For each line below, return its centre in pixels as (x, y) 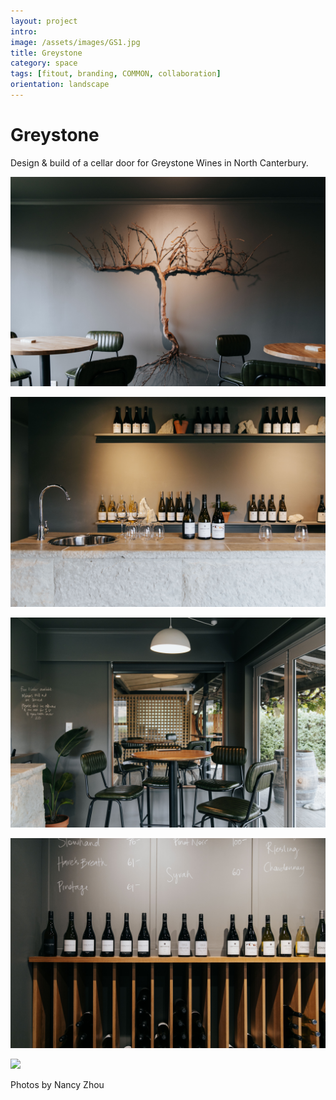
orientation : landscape (60, 85)
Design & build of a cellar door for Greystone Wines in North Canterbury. (159, 162)
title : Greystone (46, 53)
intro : (24, 31)
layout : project (44, 21)
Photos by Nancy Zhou (57, 1084)
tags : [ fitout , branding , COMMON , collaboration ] (116, 74)
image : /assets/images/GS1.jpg (75, 42)
